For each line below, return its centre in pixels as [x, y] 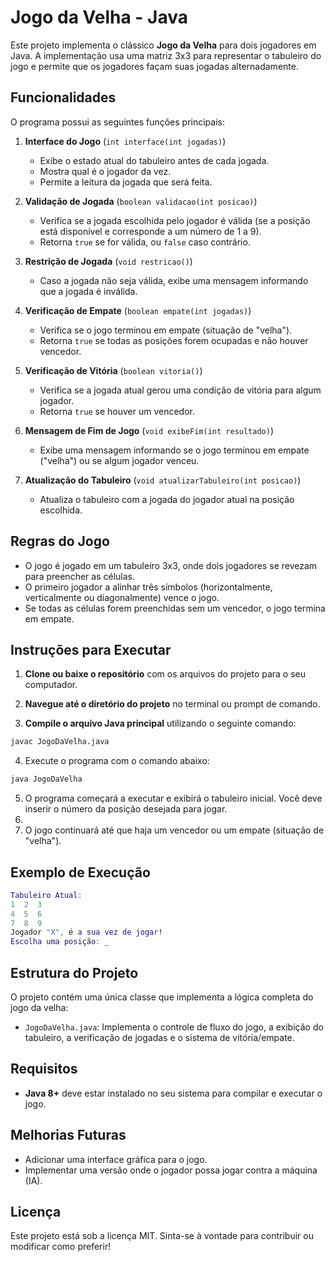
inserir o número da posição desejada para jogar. [126, 809]
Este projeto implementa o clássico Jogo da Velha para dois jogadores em [163, 45]
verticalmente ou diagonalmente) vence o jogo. [122, 597]
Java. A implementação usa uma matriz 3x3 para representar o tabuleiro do [166, 55]
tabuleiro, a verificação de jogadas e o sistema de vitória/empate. [159, 1037]
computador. [51, 685]
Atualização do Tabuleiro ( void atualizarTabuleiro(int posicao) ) [163, 480]
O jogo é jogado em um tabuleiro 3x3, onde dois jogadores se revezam [171, 565]
